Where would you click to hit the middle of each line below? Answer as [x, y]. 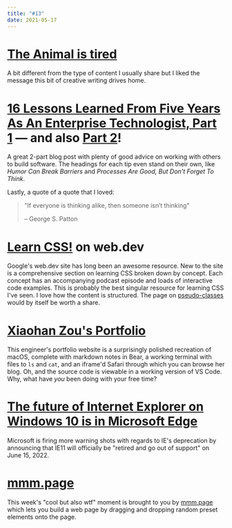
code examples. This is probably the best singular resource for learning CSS [116, 288]
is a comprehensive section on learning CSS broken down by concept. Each [115, 273]
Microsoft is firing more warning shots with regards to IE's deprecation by [112, 441]
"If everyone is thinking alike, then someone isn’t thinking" [107, 206]
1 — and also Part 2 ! [65, 138]
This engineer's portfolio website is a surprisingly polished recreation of [109, 350]
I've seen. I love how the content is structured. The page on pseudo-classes [115, 295]
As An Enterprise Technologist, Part [112, 123]
